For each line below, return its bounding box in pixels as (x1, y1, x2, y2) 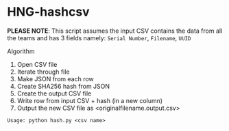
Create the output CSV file (16, 89, 92, 98)
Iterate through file (16, 68, 70, 76)
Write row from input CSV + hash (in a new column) (16, 96, 163, 104)
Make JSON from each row (16, 74, 94, 83)
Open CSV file (16, 60, 58, 68)
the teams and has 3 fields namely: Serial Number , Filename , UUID (7, 33, 191, 42)
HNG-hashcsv (7, 4, 91, 20)
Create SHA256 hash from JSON (16, 82, 110, 90)
